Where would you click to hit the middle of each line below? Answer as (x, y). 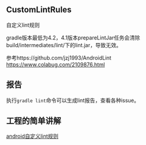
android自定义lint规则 (32, 136)
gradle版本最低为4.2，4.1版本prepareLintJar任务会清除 (73, 38)
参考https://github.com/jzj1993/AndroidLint (59, 58)
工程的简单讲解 (34, 121)
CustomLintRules (39, 10)
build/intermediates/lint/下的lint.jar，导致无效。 (64, 45)
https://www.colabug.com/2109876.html (56, 64)
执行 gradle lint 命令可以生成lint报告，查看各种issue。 (73, 100)
